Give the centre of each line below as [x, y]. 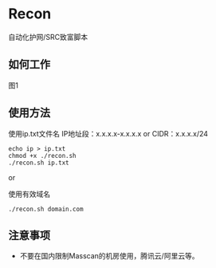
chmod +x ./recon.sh [43, 156]
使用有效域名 [29, 194]
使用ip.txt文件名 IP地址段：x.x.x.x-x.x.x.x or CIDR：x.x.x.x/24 [108, 133]
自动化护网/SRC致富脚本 [48, 37]
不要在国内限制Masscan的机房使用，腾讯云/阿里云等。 [109, 256]
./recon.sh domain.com [46, 209]
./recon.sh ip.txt [39, 163]
